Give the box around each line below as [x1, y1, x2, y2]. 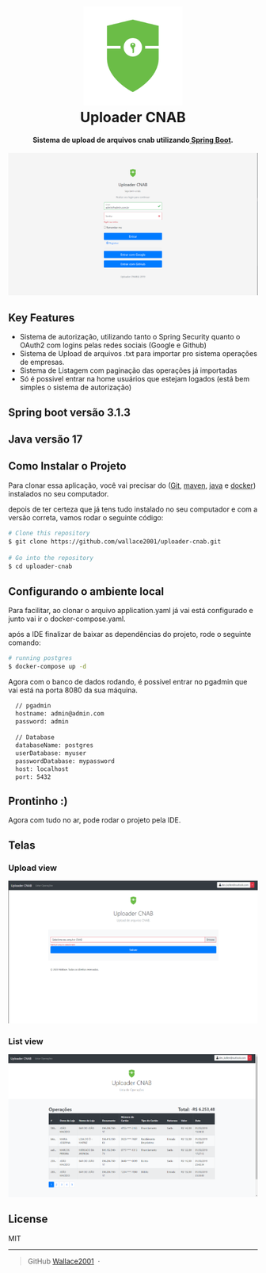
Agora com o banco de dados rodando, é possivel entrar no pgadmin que [8, 677, 248, 686]
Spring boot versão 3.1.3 [8, 405, 131, 419]
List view [8, 1036, 44, 1047]
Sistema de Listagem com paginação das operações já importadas [19, 366, 237, 375]
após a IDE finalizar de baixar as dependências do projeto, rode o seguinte [8, 629, 252, 638]
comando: [8, 638, 41, 647]
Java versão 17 [8, 432, 83, 446]
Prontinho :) [8, 795, 68, 808]
